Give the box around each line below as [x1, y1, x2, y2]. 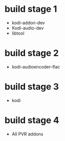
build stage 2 [4, 48, 59, 59]
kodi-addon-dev [11, 20, 45, 26]
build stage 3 [4, 81, 59, 92]
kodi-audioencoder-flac [11, 64, 60, 70]
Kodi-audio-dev [11, 25, 44, 31]
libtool [11, 30, 25, 36]
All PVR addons [11, 131, 43, 137]
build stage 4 [4, 115, 60, 126]
